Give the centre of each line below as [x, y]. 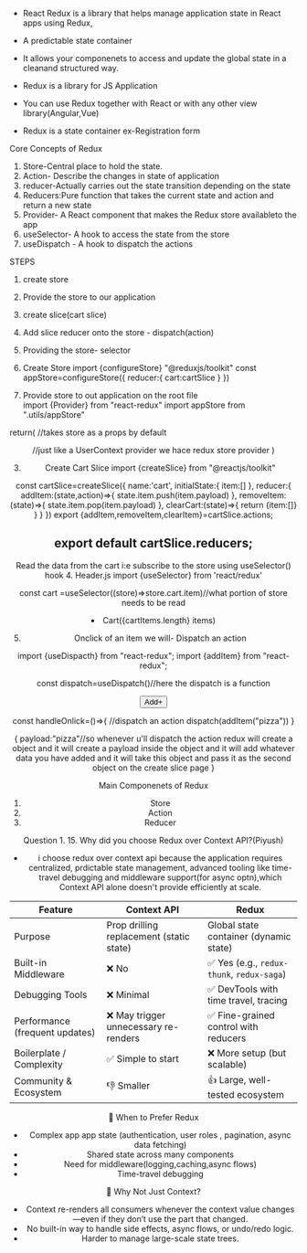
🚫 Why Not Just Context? [153, 1191]
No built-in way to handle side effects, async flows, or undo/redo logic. [160, 1228]
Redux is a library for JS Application [90, 85]
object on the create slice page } [153, 768]
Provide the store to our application [89, 297]
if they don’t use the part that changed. [175, 1218]
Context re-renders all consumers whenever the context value [143, 1209]
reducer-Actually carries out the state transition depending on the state [156, 186]
